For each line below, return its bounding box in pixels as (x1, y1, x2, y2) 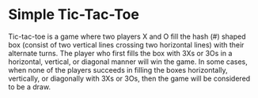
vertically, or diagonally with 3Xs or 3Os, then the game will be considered (8, 73, 251, 83)
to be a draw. (8, 81, 51, 92)
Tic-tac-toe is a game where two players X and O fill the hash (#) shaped (8, 32, 247, 41)
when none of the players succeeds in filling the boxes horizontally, (8, 65, 228, 74)
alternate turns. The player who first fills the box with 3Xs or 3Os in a (8, 48, 233, 58)
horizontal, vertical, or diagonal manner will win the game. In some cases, (8, 57, 248, 66)
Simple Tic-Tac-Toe (8, 6, 140, 24)
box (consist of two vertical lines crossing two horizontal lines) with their (8, 40, 245, 49)
